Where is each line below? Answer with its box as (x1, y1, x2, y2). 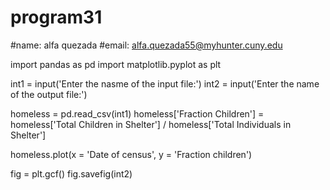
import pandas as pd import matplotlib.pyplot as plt (10, 58, 222, 70)
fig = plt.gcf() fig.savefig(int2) (10, 167, 133, 180)
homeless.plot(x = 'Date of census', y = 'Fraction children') (10, 148, 253, 160)
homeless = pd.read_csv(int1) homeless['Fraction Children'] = (10, 107, 265, 120)
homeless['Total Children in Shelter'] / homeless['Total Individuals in (10, 118, 292, 130)
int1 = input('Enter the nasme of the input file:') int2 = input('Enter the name (10, 77, 320, 90)
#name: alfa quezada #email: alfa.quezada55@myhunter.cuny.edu (10, 39, 283, 51)
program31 (10, 6, 103, 29)
